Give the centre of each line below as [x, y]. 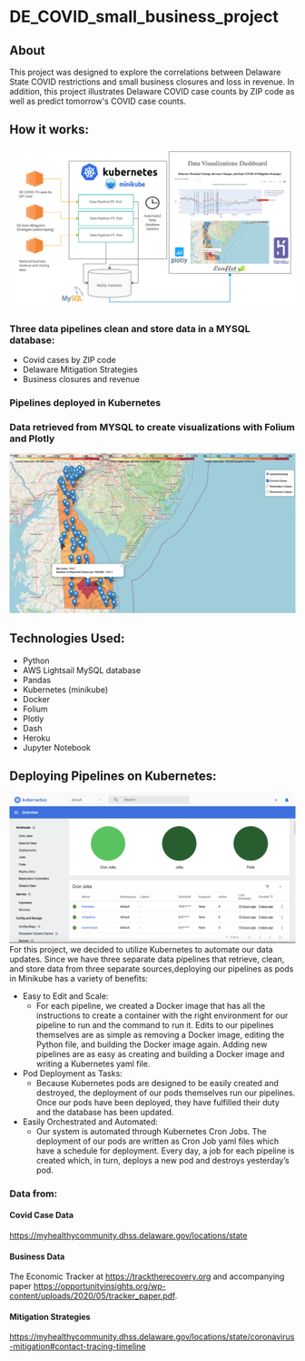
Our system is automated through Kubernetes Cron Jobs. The [152, 1131]
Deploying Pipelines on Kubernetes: [113, 776]
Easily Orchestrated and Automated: [90, 1122]
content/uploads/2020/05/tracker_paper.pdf [92, 1296]
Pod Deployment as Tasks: [72, 1073]
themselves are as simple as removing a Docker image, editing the [160, 1034]
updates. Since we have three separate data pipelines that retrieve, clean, [147, 959]
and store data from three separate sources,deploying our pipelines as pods [152, 968]
